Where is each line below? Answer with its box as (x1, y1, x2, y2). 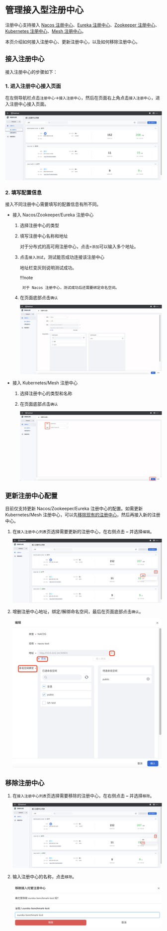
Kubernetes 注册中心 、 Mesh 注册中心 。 (5, 28, 86, 34)
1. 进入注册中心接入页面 (5, 83, 61, 90)
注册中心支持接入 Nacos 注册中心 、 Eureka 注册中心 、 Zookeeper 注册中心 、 (5, 22, 160, 28)
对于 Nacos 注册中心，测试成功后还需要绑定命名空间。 (22, 285, 119, 290)
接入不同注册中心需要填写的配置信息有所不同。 (5, 201, 101, 207)
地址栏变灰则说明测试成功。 (19, 265, 77, 271)
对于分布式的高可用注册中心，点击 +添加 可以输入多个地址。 (19, 243, 139, 249)
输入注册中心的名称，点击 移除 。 (12, 873, 77, 879)
